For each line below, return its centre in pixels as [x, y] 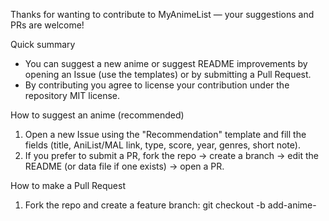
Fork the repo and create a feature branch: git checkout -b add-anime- [170, 205]
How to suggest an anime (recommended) [97, 115]
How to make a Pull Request [68, 185]
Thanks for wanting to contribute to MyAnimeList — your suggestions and [162, 14]
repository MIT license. [72, 95]
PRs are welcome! [47, 25]
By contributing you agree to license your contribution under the [157, 85]
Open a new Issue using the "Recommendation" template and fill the [165, 134]
